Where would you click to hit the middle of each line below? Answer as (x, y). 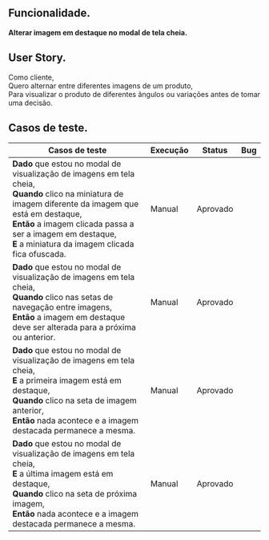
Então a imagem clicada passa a (73, 224)
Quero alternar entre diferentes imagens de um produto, (101, 85)
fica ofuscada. (39, 254)
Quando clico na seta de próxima (75, 494)
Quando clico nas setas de (63, 298)
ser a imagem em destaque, (65, 234)
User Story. (37, 58)
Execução (170, 150)
